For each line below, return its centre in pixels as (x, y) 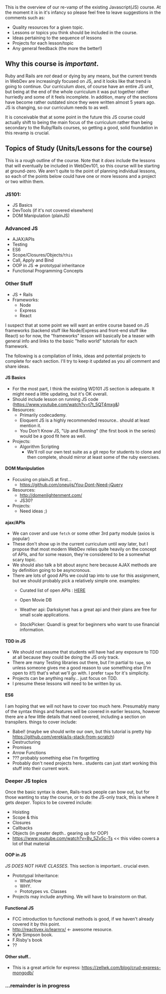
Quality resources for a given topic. (48, 27)
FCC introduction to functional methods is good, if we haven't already (83, 919)
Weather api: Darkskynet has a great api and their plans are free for (88, 609)
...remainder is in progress (38, 986)
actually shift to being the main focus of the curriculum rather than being (79, 122)
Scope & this (25, 817)
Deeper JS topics (26, 781)
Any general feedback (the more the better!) (57, 48)
